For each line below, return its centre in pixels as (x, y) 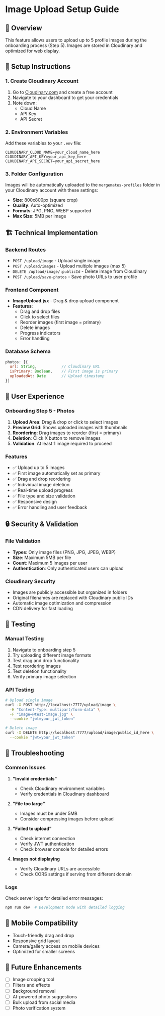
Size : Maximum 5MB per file (42, 558)
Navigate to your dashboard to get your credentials (65, 98)
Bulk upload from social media (44, 1002)
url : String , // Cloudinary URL (55, 367)
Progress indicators (40, 333)
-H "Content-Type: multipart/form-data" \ (55, 709)
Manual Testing (25, 639)
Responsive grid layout (36, 941)
